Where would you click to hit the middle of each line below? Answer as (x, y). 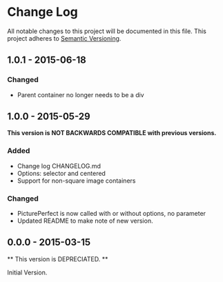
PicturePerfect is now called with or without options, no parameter (111, 214)
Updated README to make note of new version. (85, 221)
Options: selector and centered (61, 173)
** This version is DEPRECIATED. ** (58, 259)
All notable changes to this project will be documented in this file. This (107, 31)
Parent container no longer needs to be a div (80, 94)
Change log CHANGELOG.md (59, 165)
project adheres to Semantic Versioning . (64, 38)
